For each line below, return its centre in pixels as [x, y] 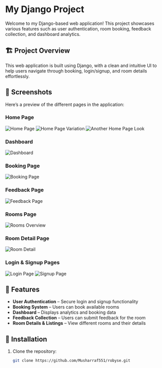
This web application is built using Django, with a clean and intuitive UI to [81, 65]
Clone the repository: [35, 351]
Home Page [20, 118]
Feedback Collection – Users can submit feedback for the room [79, 318]
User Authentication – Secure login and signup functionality [75, 302]
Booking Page [23, 166]
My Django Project [45, 9]
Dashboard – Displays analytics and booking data [64, 312]
